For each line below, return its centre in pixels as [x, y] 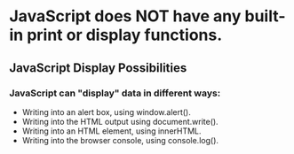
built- [265, 16]
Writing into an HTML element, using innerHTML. [111, 131]
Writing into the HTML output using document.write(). [120, 121]
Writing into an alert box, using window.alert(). [106, 112]
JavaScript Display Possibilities [98, 68]
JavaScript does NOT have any [125, 16]
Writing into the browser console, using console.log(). [120, 140]
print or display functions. [124, 35]
